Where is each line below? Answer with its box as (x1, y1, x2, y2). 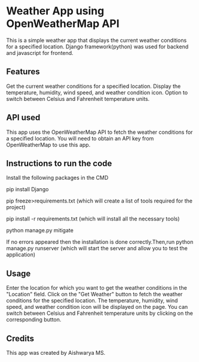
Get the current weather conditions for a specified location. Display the (6, 82, 181, 90)
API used (6, 112, 41, 123)
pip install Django (6, 186, 49, 193)
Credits (6, 333, 35, 343)
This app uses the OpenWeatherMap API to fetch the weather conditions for (6, 128, 193, 136)
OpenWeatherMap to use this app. (6, 141, 91, 148)
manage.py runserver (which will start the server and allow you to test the (6, 245, 188, 252)
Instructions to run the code (6, 158, 112, 168)
